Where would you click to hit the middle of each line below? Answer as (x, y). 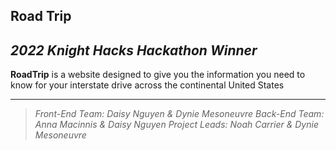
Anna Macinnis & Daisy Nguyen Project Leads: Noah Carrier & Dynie (176, 125)
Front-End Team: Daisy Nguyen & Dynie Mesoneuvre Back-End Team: (179, 114)
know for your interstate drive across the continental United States (147, 85)
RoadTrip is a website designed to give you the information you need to (158, 75)
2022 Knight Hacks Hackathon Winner (134, 50)
